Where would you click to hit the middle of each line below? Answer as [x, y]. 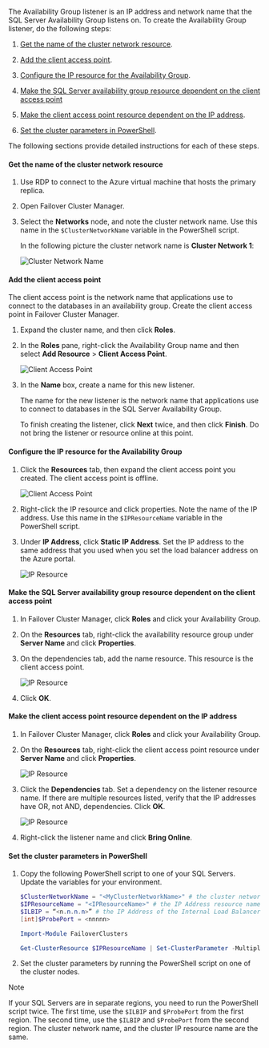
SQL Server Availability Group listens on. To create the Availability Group [127, 20]
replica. [32, 191]
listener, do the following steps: [60, 28]
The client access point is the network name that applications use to [121, 297]
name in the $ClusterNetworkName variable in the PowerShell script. [129, 230]
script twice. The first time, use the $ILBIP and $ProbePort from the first [126, 1012]
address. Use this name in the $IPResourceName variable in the [121, 517]
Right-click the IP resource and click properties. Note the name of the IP [139, 509]
